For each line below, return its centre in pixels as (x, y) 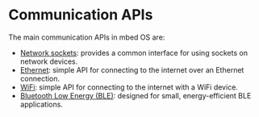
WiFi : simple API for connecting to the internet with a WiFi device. (129, 87)
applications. (41, 104)
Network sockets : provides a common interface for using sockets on (134, 52)
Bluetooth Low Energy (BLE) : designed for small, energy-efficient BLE (136, 95)
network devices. (49, 61)
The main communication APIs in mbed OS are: (87, 37)
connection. (40, 78)
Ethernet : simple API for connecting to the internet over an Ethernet (132, 69)
